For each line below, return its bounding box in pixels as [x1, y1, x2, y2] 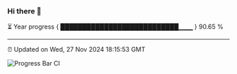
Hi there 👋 [7, 6, 42, 16]
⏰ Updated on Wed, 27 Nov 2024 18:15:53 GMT [7, 45, 146, 54]
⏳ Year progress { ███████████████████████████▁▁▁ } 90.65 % [7, 22, 224, 31]
